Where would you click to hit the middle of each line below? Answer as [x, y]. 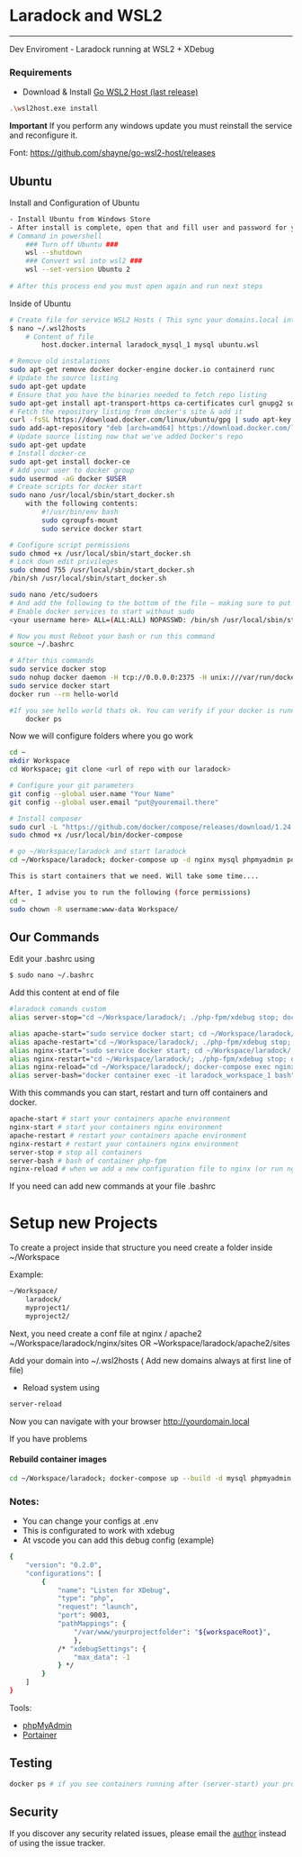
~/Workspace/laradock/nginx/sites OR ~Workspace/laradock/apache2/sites [150, 1343]
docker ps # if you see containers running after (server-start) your [144, 1784]
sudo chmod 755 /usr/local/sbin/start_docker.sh [102, 570]
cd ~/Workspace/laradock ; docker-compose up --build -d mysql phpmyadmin [151, 1478]
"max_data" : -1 [102, 1657]
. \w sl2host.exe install [54, 109]
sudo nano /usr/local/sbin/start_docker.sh [92, 495]
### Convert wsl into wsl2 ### [84, 261]
